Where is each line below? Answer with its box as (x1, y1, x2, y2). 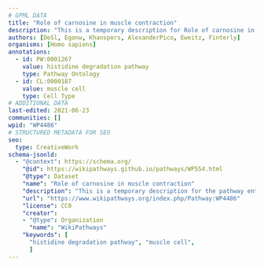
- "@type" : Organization (22, 216, 104, 224)
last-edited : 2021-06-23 (8, 107, 90, 115)
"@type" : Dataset (22, 172, 79, 181)
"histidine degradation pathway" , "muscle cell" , (28, 238, 195, 246)
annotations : (8, 48, 51, 56)
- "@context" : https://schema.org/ (15, 158, 132, 166)
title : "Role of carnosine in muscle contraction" (8, 19, 178, 27)
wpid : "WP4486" (8, 121, 58, 129)
